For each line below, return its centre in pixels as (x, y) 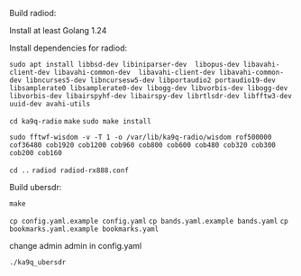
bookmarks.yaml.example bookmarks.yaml (84, 229)
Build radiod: (33, 13)
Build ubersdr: (36, 187)
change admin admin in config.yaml (76, 246)
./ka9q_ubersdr (38, 262)
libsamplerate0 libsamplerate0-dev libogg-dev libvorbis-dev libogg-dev (149, 88)
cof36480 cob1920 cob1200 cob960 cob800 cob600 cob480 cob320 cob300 (143, 145)
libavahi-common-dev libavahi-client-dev (135, 72)
